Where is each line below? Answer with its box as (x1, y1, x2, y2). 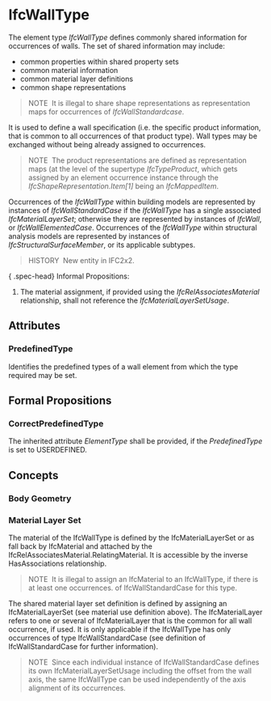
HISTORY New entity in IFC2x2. (27, 255, 135, 265)
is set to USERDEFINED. (8, 445, 87, 455)
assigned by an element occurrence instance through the (27, 172, 219, 182)
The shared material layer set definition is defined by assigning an (8, 598, 227, 608)
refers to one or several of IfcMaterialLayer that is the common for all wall (8, 615, 252, 625)
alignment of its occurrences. (27, 682, 127, 693)
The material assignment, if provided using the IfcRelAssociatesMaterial (19, 287, 260, 296)
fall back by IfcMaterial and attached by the (8, 541, 153, 551)
